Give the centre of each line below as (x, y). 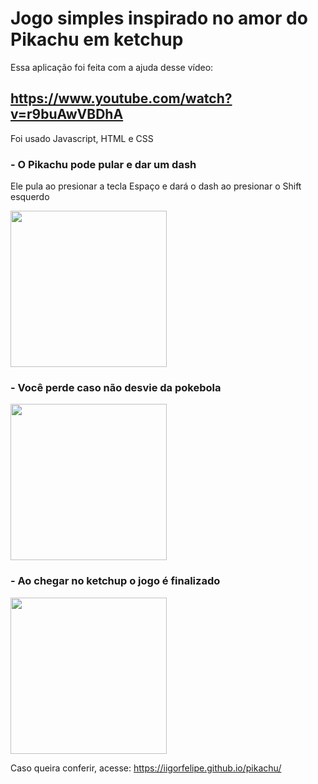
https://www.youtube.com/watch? (121, 98)
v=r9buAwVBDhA (67, 114)
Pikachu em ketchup (97, 39)
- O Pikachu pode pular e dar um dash (103, 164)
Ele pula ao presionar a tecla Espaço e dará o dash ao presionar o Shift (156, 186)
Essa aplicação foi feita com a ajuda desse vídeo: (112, 67)
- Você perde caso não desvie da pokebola (116, 387)
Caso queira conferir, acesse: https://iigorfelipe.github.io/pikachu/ (146, 768)
